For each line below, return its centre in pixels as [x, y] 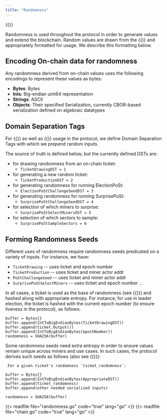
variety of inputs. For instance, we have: [47, 257]
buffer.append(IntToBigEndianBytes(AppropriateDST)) [62, 379]
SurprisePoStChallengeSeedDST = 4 [57, 202]
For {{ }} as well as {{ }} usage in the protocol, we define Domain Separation [83, 138]
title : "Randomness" [27, 10]
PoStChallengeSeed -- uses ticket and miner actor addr [69, 277]
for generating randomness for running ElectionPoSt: [68, 185]
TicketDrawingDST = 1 [43, 170]
